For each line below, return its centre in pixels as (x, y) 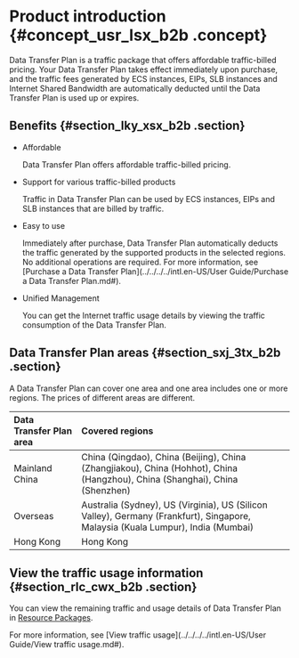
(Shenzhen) (106, 490)
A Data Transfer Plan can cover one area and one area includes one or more (149, 388)
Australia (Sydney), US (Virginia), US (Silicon (175, 505)
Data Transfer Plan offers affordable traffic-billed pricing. (126, 164)
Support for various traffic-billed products (99, 182)
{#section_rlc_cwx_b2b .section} (103, 586)
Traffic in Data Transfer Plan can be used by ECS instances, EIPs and (149, 199)
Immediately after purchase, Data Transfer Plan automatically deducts (150, 243)
